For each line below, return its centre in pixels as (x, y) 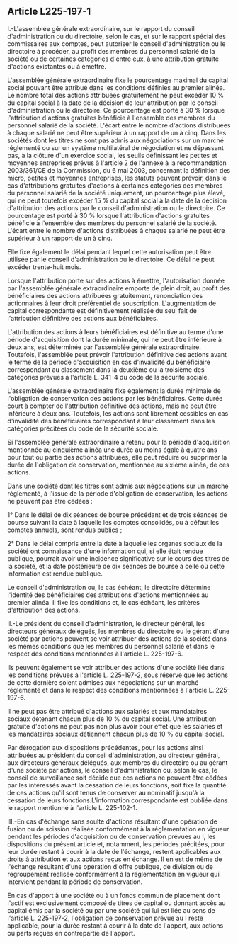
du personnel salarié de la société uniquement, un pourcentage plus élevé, (116, 193)
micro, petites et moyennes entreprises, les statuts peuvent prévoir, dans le (117, 178)
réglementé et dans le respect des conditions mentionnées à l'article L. (111, 690)
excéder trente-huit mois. (44, 267)
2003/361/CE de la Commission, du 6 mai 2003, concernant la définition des (119, 170)
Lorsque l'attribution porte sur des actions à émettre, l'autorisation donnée (116, 280)
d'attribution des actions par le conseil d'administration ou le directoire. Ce (116, 207)
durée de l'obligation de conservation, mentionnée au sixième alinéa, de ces (119, 465)
